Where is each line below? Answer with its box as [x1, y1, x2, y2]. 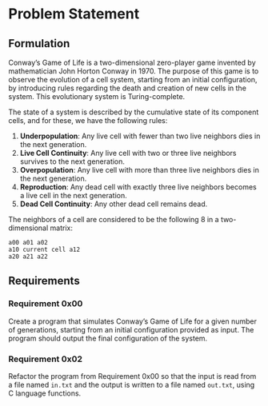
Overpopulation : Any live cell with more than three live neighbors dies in [19, 165, 260, 174]
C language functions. [8, 388, 82, 398]
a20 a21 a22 [8, 253, 48, 261]
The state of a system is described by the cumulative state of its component [8, 107, 259, 117]
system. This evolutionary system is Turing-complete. [8, 92, 186, 101]
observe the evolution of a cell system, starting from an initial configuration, [8, 75, 258, 84]
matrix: [50, 223, 74, 233]
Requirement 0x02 [8, 353, 82, 364]
